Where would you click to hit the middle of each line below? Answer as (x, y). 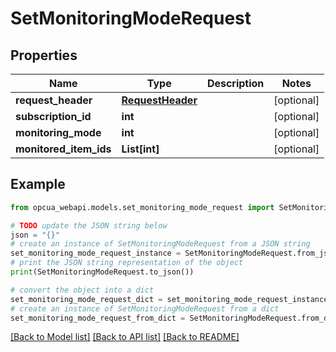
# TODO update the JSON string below (89, 225)
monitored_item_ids (63, 149)
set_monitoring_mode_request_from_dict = (98, 318)
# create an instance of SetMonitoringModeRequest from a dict (145, 308)
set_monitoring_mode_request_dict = (86, 299)
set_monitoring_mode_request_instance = (96, 253)
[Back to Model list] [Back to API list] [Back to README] (125, 337)
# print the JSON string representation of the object (127, 263)
